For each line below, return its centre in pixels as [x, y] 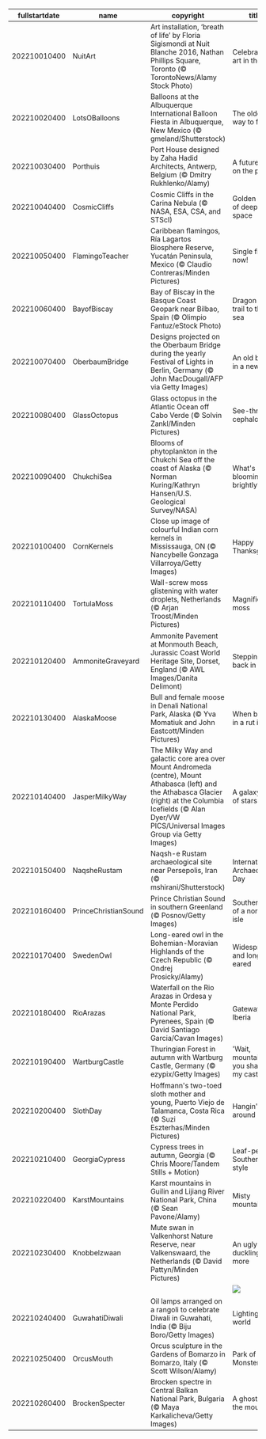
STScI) [161, 219]
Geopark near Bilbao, [185, 309]
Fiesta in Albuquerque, [187, 122]
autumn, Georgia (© [183, 1155]
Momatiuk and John [182, 722]
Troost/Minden [174, 616]
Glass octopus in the [184, 398]
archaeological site [181, 862]
